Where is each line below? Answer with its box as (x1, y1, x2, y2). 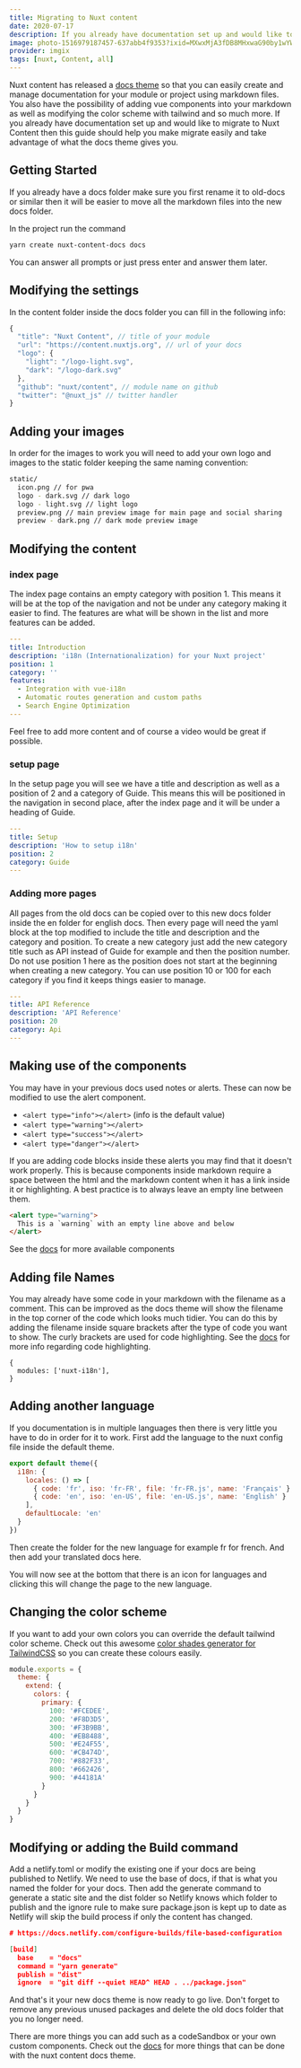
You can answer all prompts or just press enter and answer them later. (9, 257, 268, 268)
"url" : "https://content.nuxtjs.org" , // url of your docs (17, 340, 243, 350)
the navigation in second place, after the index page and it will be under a (9, 797, 280, 808)
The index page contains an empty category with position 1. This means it (9, 589, 281, 599)
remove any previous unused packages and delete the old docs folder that (9, 2004, 284, 2015)
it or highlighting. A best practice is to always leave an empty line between (9, 1184, 284, 1194)
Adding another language (9, 1398, 155, 1414)
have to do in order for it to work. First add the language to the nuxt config (9, 1431, 284, 1442)
